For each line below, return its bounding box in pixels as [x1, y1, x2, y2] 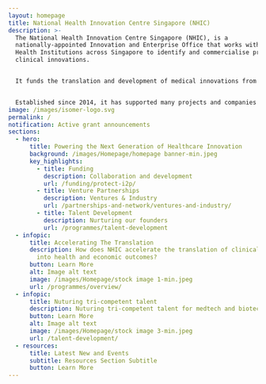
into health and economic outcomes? [36, 253, 158, 262]
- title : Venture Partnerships [36, 187, 140, 195]
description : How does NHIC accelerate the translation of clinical [28, 246, 260, 254]
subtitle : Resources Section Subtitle [28, 356, 158, 365]
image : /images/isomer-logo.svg [8, 106, 115, 113]
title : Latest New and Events [28, 349, 129, 357]
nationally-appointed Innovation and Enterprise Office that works [15, 41, 243, 49]
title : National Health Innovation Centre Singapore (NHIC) [8, 19, 211, 27]
